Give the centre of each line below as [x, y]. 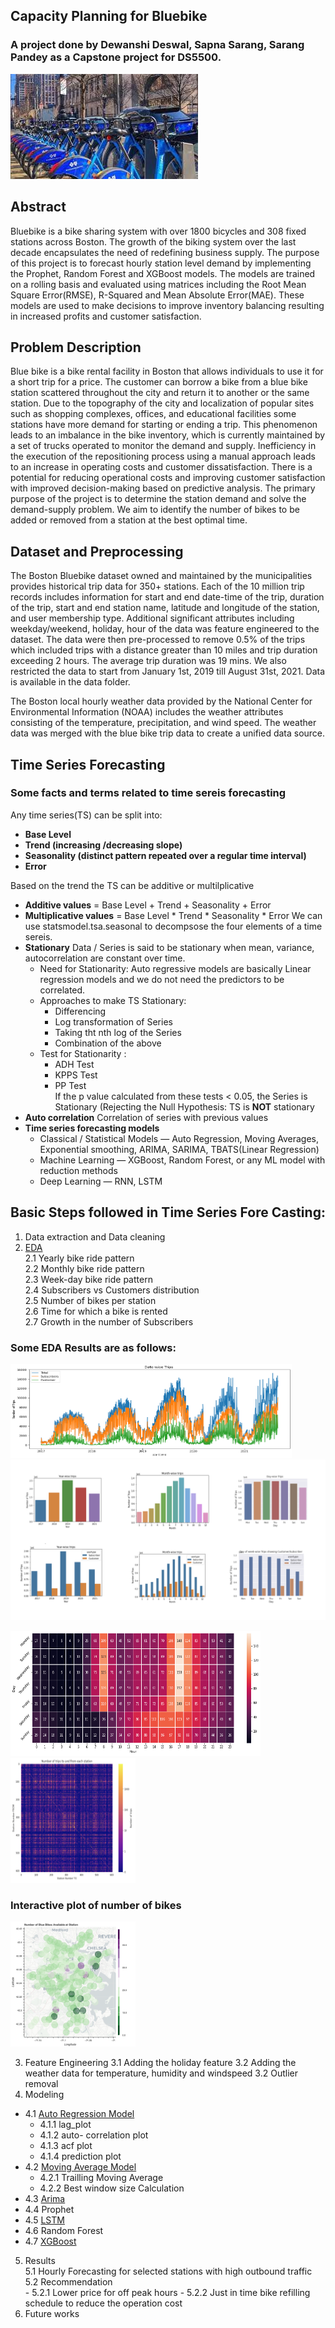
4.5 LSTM [44, 2220]
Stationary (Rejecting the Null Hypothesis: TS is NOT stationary [184, 1106]
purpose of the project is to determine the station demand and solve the [158, 499]
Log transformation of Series [113, 1021]
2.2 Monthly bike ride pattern [84, 1268]
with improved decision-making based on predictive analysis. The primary [163, 488]
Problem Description [76, 347]
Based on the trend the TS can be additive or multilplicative [132, 885]
